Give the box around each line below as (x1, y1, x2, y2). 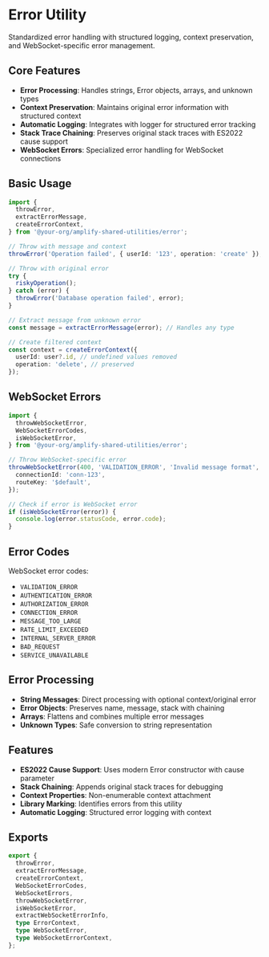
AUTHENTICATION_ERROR (19, 592, 92, 600)
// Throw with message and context (8, 242, 127, 250)
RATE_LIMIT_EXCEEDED (19, 625, 89, 633)
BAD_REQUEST (19, 642, 60, 651)
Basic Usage (8, 177, 72, 190)
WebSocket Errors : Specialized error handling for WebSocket (19, 145, 224, 154)
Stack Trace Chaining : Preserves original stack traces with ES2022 (19, 128, 243, 137)
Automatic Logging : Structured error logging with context (19, 807, 212, 817)
